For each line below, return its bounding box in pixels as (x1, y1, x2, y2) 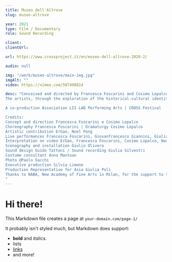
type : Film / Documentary (5, 26, 60, 31)
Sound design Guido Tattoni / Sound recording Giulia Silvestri (5, 148, 145, 154)
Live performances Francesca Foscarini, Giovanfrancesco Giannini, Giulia (5, 134, 168, 139)
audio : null (5, 63, 31, 69)
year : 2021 (5, 21, 29, 27)
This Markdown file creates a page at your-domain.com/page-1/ (5, 215, 138, 222)
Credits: (5, 115, 24, 120)
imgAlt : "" (5, 77, 29, 82)
